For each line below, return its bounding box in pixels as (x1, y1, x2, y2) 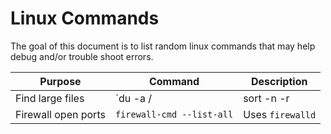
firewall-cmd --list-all (114, 108, 234, 120)
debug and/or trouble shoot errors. (10, 50, 154, 62)
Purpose (39, 74, 82, 88)
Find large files (15, 91, 85, 105)
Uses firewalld (243, 107, 317, 121)
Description (250, 74, 308, 88)
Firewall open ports (15, 107, 106, 121)
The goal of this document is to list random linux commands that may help (10, 40, 316, 52)
